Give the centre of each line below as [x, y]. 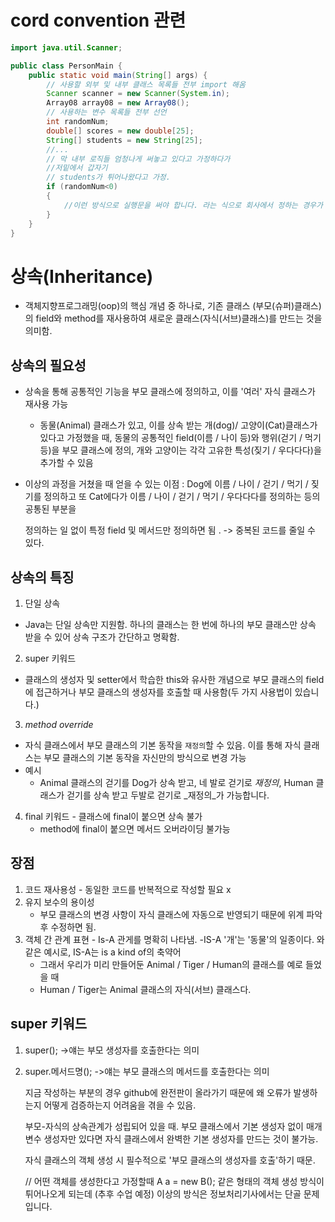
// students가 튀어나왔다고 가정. [108, 177]
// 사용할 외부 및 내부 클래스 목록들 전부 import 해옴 [146, 84]
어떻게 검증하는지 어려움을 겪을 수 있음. [120, 1105]
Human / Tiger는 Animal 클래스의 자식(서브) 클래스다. [145, 989]
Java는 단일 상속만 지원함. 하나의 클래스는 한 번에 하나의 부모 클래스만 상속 [170, 624]
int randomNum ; [78, 122]
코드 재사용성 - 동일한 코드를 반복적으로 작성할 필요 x [128, 889]
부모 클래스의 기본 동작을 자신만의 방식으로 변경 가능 [145, 757]
